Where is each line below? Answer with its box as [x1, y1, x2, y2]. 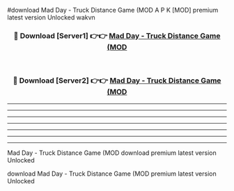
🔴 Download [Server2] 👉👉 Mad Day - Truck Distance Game [13, 76, 221, 85]
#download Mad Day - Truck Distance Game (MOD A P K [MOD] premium [7, 6, 219, 14]
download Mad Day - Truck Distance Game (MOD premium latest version [7, 169, 217, 178]
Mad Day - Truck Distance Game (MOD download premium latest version [7, 149, 217, 157]
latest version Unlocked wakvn [7, 13, 95, 22]
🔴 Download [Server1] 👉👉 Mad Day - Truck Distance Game [13, 31, 221, 40]
